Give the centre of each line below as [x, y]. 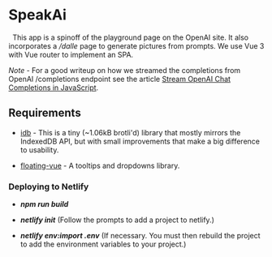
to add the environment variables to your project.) [103, 244]
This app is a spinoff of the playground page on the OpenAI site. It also [130, 37]
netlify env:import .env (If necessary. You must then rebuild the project [140, 236]
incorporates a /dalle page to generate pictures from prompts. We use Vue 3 [136, 45]
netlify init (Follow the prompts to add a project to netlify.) [117, 220]
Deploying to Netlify [49, 186]
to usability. [39, 150]
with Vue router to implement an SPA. [71, 54]
